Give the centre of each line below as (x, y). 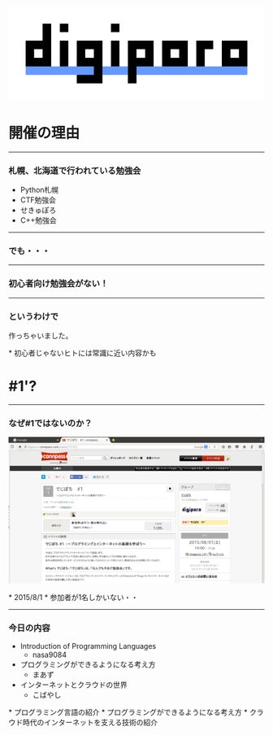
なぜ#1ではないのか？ (50, 423)
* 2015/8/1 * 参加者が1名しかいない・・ (74, 598)
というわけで (34, 316)
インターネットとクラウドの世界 (74, 685)
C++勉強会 (38, 220)
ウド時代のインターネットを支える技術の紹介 (83, 723)
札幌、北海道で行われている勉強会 (75, 171)
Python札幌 (39, 190)
